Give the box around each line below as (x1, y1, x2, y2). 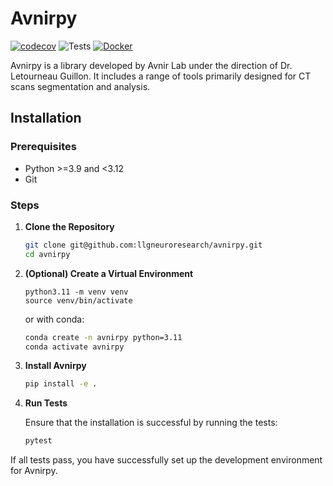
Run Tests (24, 397, 68, 409)
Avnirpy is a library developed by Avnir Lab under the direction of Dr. (10, 59, 293, 71)
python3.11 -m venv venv (24, 287, 129, 297)
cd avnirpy (24, 249, 71, 259)
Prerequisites (10, 140, 77, 154)
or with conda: (24, 313, 85, 325)
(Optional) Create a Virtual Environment (24, 267, 194, 279)
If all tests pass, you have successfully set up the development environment (10, 454, 323, 466)
